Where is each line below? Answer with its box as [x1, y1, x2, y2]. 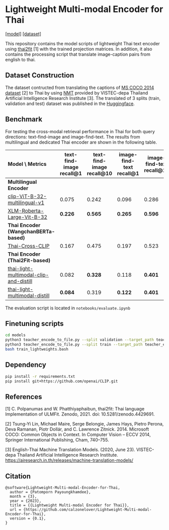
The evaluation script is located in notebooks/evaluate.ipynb [5, 305, 131, 311]
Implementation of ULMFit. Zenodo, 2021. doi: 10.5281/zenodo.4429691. [5, 411, 155, 417]
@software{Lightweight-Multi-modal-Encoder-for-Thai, [5, 485, 121, 490]
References [5, 392, 42, 401]
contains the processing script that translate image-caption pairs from [5, 51, 151, 57]
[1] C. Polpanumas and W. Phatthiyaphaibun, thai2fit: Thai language [5, 406, 145, 412]
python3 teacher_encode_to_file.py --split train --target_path [5, 342, 143, 347]
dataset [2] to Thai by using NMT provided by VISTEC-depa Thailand [5, 89, 148, 96]
